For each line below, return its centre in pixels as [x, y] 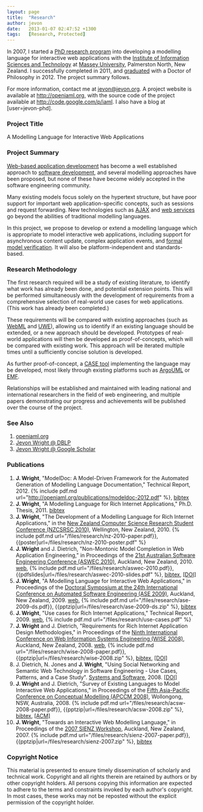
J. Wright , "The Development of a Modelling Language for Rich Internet [105, 516]
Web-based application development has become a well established [92, 166]
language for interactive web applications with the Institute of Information [98, 58]
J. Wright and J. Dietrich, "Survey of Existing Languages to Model [98, 683]
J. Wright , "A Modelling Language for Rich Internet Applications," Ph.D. [104, 504]
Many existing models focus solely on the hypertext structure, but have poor [102, 197]
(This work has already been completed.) [58, 308]
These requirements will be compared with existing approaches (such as [97, 320]
